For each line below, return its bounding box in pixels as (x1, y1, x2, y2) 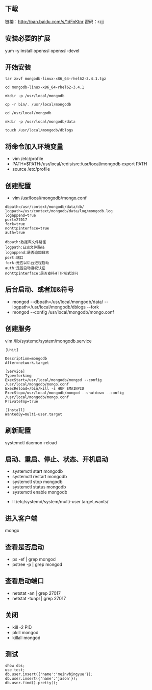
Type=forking (5, 373, 32, 378)
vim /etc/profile (12, 156, 44, 162)
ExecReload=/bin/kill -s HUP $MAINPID (5, 386, 84, 391)
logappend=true (5, 213, 36, 218)
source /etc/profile (12, 166, 50, 172)
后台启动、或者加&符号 (5, 285, 75, 294)
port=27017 (5, 217, 27, 222)
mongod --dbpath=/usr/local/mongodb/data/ (12, 299, 103, 305)
